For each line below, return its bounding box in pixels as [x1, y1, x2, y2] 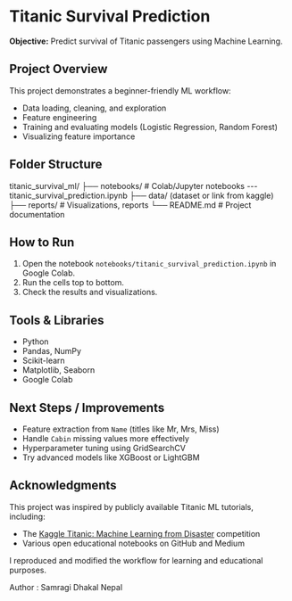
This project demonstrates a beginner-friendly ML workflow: [9, 85, 231, 95]
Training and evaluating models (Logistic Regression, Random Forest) [21, 121, 279, 132]
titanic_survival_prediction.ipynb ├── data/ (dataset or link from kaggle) [9, 190, 274, 201]
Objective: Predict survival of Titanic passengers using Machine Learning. [9, 36, 283, 46]
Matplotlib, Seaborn [21, 365, 96, 375]
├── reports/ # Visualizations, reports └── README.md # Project [9, 199, 252, 210]
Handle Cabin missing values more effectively [21, 433, 190, 443]
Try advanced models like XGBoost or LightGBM [21, 452, 200, 463]
